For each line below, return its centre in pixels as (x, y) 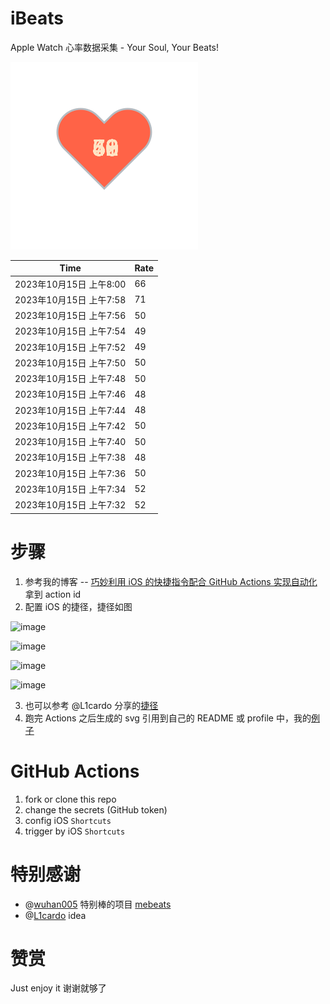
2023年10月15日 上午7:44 (70, 410)
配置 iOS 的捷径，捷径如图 (78, 606)
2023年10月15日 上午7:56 (70, 316)
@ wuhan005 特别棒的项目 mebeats (98, 904)
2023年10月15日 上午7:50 (70, 363)
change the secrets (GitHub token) (96, 809)
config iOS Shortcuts (68, 820)
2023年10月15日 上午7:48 (70, 379)
